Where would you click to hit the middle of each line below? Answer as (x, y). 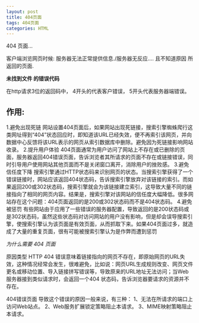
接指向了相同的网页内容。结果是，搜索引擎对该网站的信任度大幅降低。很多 (97, 195)
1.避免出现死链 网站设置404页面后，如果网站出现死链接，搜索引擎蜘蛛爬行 (97, 127)
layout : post (22, 12)
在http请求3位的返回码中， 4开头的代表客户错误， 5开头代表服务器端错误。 (98, 91)
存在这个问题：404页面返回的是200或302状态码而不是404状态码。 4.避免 (102, 202)
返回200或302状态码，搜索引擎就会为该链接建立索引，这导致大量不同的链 (102, 187)
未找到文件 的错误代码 (33, 79)
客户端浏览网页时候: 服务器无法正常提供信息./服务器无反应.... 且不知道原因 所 (100, 59)
